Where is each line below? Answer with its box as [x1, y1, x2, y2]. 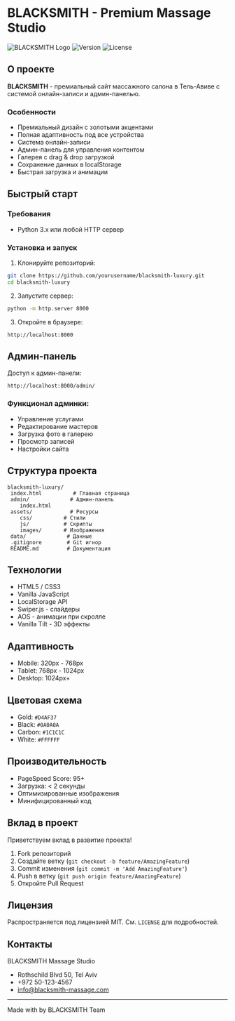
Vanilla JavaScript [17, 590, 70, 598]
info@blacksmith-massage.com [17, 985, 110, 994]
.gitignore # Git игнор [10, 539, 101, 546]
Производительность [7, 756, 107, 768]
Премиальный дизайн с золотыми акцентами [17, 123, 154, 131]
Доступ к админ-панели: [7, 369, 82, 377]
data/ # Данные [10, 532, 92, 540]
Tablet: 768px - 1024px [17, 666, 85, 675]
